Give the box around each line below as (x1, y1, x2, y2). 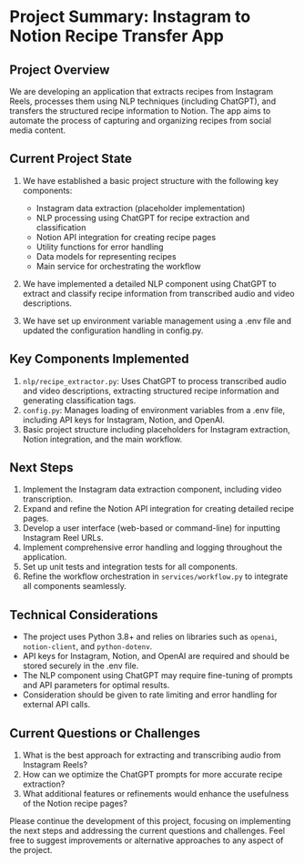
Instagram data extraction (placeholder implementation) (35, 202, 246, 213)
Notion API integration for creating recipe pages (35, 231, 217, 242)
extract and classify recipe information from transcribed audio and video (22, 288, 295, 299)
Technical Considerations (9, 607, 158, 623)
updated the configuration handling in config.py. (22, 325, 204, 336)
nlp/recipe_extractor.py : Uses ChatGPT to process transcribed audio (22, 375, 287, 386)
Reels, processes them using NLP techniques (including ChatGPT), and (9, 96, 276, 107)
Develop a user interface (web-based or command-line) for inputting (22, 523, 280, 534)
